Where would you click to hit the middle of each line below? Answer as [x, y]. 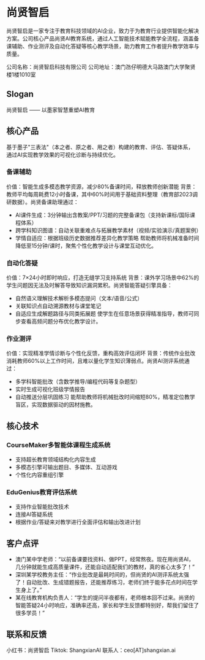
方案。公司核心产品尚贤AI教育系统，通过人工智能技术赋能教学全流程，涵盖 [100, 38]
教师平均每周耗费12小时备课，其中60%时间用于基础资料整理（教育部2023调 [102, 194]
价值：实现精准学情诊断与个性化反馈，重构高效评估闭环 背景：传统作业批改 [101, 353]
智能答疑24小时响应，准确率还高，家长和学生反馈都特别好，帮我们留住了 [107, 605]
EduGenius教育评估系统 [42, 492]
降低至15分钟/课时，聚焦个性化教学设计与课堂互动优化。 [86, 246]
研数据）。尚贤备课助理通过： [43, 202]
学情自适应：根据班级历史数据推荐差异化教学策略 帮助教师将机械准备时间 [107, 238]
